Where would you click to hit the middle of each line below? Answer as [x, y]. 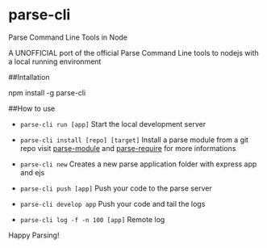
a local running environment [55, 61]
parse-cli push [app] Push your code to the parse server [116, 188]
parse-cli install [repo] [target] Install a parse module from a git [134, 140]
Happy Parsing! [34, 235]
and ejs [32, 172]
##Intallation [29, 77]
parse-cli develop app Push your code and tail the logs [113, 204]
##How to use [32, 108]
